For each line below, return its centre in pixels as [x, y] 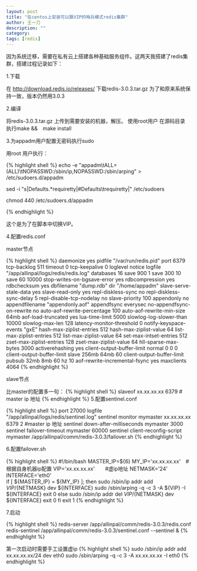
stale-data [19, 292]
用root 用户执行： [27, 153]
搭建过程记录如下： [39, 64]
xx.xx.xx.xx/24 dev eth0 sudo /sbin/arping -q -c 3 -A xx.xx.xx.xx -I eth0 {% [98, 555]
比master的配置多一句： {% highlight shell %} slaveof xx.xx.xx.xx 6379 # [94, 391]
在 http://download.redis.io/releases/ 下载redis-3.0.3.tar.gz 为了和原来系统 [96, 89]
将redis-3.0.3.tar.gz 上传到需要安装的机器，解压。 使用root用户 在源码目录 [96, 121]
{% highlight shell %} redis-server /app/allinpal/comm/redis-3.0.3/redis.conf [99, 524]
